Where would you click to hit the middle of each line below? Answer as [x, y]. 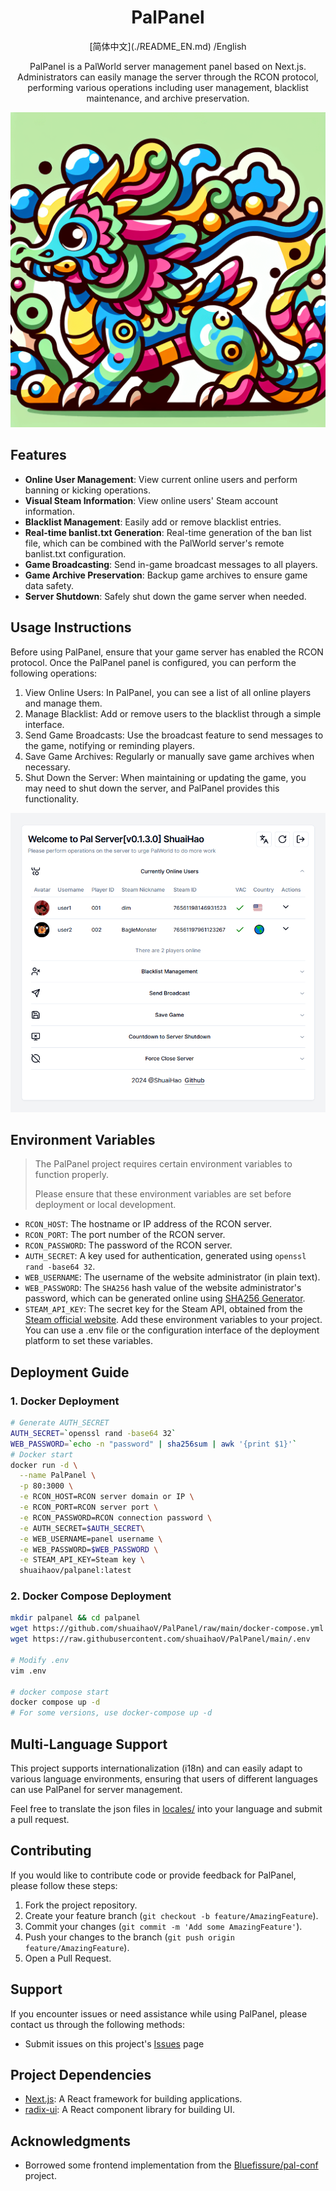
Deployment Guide [70, 1372]
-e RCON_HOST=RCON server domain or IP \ [107, 1497]
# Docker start [42, 1454]
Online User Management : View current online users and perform [161, 479]
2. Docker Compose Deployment [91, 1596]
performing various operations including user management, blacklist [168, 87]
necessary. [47, 767]
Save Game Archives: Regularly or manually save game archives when [169, 756]
